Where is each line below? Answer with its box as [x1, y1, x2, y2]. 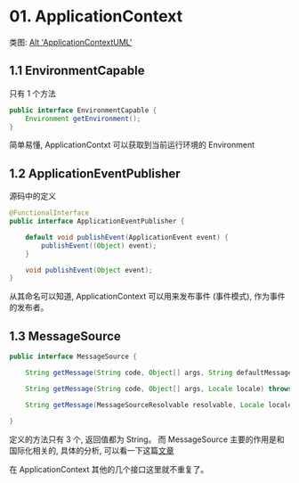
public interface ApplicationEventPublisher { [9, 217, 185, 226]
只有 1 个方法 [9, 87, 56, 99]
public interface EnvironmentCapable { [9, 105, 158, 115]
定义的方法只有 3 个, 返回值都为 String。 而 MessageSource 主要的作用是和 [9, 434, 285, 445]
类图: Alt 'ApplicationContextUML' [9, 37, 133, 47]
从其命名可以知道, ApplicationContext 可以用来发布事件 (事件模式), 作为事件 [9, 291, 286, 302]
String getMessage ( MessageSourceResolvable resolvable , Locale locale [25, 400, 293, 409]
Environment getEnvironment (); [25, 114, 141, 123]
